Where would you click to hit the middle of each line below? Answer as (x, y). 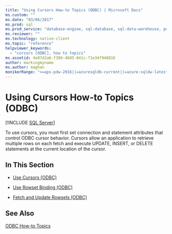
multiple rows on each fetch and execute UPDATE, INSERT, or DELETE (79, 143)
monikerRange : (20, 72)
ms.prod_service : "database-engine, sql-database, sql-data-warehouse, (83, 29)
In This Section (30, 165)
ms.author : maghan (25, 67)
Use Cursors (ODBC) (35, 177)
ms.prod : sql (19, 24)
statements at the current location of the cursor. (56, 149)
